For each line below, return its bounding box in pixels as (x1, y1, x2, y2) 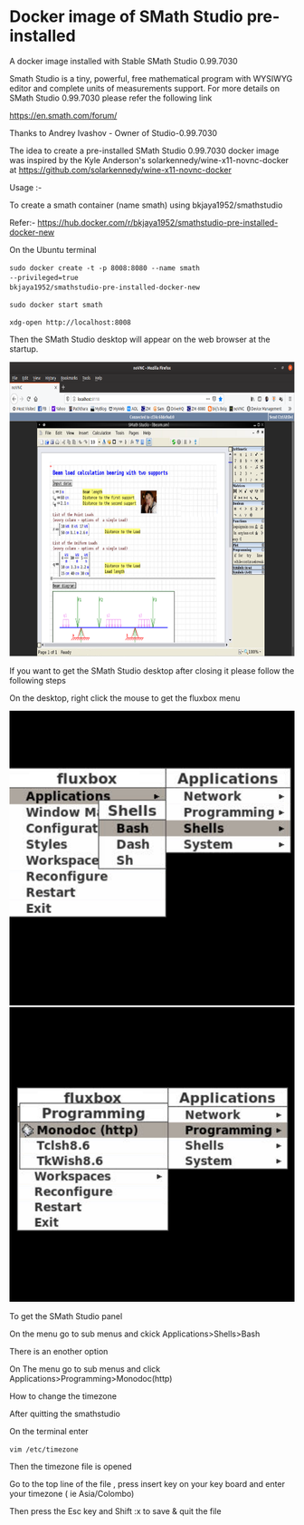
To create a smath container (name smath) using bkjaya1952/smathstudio (9, 199, 283, 210)
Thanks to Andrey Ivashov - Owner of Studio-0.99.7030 (9, 127, 218, 138)
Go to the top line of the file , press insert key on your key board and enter (9, 1478, 285, 1489)
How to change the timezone (9, 1390, 118, 1402)
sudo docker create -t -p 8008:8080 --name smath (9, 263, 201, 273)
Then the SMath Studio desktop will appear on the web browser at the (9, 334, 271, 345)
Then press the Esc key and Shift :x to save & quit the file (9, 1505, 222, 1516)
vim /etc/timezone (9, 1444, 79, 1454)
